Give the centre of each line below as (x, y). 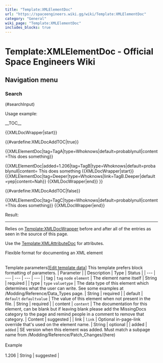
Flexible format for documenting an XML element (54, 253)
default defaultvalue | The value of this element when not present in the (78, 299)
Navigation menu (32, 80)
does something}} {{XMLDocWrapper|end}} (61, 205)
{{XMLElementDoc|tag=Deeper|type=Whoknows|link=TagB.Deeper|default (80, 176)
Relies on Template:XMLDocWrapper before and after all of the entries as (78, 229)
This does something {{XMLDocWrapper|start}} (86, 171)
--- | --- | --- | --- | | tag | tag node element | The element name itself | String (81, 278)
